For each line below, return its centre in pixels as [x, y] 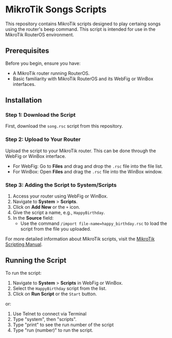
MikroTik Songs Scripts [56, 10]
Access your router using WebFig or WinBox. [60, 196]
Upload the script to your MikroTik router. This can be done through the [81, 151]
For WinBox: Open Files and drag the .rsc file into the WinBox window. [88, 171]
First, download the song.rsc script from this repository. [64, 126]
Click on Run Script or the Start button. [55, 294]
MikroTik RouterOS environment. [40, 34]
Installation [24, 101]
